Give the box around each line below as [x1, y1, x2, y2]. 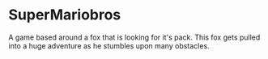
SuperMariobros [8, 6, 121, 24]
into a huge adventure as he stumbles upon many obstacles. [8, 40, 210, 50]
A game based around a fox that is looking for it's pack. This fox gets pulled [8, 32, 261, 42]
